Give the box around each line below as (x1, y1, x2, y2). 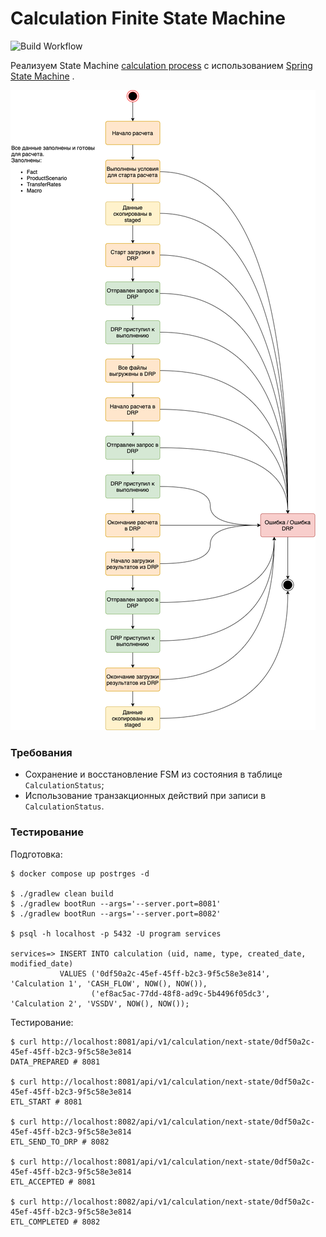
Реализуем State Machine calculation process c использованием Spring (10, 59, 313, 71)
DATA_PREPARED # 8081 (10, 1057, 101, 1067)
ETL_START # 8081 (10, 1097, 83, 1107)
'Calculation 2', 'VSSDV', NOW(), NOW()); (10, 998, 190, 1009)
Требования (10, 745, 73, 759)
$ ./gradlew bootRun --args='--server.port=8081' (10, 898, 222, 909)
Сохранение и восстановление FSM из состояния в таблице (24, 768, 283, 781)
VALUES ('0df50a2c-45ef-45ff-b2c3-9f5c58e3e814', (59, 968, 271, 979)
